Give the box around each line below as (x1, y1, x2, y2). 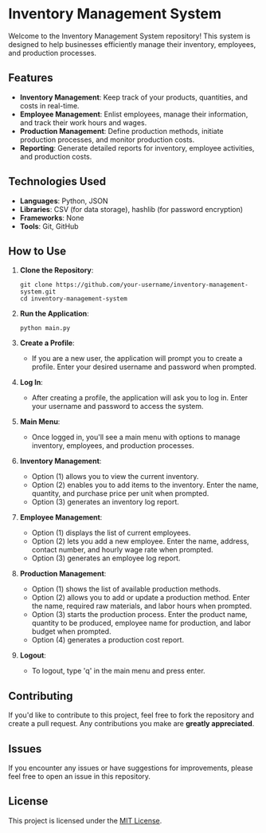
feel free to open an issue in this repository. (8, 772, 151, 781)
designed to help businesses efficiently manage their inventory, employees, (8, 39, 256, 49)
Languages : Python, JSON (19, 196, 108, 206)
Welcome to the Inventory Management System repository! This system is (8, 31, 251, 41)
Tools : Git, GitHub (19, 221, 79, 231)
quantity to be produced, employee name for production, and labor (31, 619, 252, 628)
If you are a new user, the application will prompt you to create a (31, 354, 243, 363)
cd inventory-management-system (19, 295, 127, 303)
